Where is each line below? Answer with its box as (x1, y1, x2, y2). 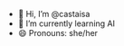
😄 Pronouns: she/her (17, 28, 98, 38)
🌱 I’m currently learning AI (17, 18, 116, 29)
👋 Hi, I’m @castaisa (17, 9, 91, 19)
